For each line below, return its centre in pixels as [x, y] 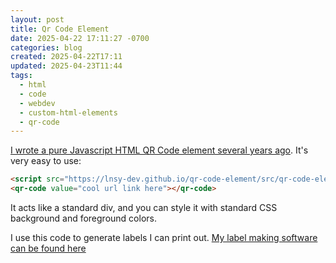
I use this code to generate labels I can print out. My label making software [164, 237]
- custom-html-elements [68, 112]
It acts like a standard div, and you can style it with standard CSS [144, 207]
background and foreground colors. [83, 218]
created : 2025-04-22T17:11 [66, 57]
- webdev [37, 103]
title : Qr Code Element [60, 29]
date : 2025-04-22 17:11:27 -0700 [80, 38]
